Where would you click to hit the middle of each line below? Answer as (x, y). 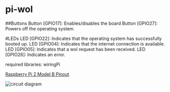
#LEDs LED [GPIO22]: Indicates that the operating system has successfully (83, 38)
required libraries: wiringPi (33, 64)
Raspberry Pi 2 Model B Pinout (37, 74)
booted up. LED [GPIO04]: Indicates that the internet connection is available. (85, 43)
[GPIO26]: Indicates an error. (35, 55)
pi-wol (19, 9)
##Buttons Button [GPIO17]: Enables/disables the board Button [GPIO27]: (81, 23)
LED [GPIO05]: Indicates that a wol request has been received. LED (75, 49)
